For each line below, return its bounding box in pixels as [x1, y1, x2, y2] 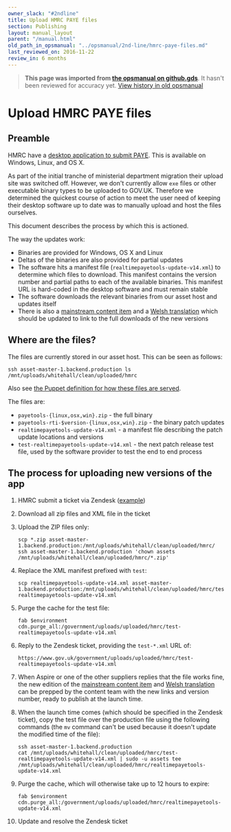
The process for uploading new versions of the [8, 467, 212, 479]
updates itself [17, 299, 57, 307]
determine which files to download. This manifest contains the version [17, 270, 217, 278]
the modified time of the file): [17, 730, 100, 738]
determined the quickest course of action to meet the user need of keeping [8, 194, 221, 202]
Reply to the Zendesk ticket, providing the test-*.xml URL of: [17, 642, 192, 650]
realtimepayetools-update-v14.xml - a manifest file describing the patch [17, 425, 223, 434]
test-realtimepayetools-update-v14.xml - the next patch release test [17, 440, 214, 448]
